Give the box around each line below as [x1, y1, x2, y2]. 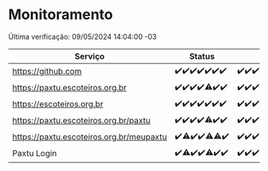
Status [189, 50, 215, 61]
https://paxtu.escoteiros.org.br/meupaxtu [12, 131, 167, 142]
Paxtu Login [12, 148, 57, 159]
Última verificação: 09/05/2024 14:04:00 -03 [8, 32, 157, 41]
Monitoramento [8, 6, 113, 24]
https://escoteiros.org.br [12, 99, 104, 110]
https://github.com [12, 66, 82, 77]
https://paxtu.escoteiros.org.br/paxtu [12, 115, 152, 126]
